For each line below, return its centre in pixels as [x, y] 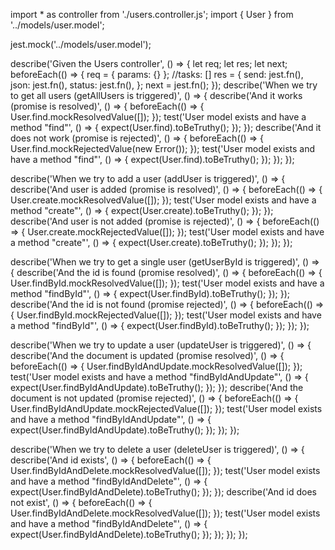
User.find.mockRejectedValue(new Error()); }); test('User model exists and [163, 148]
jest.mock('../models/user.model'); [81, 44]
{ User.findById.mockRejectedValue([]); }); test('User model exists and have [166, 315]
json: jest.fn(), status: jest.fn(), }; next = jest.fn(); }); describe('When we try [164, 85]
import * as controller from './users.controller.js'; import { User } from [152, 14]
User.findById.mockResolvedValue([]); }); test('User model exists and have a [167, 283]
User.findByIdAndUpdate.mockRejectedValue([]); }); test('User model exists [166, 408]
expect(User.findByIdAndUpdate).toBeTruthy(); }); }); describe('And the [157, 387]
